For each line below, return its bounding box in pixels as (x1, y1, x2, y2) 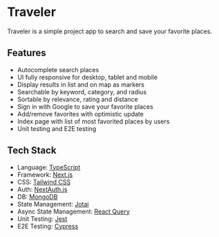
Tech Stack (7, 145, 57, 157)
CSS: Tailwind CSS (17, 177, 71, 186)
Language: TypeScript (17, 163, 81, 171)
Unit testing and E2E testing (17, 124, 97, 132)
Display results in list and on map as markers (17, 80, 145, 89)
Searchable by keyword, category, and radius (17, 87, 147, 96)
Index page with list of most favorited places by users (17, 117, 170, 125)
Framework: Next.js (17, 170, 73, 179)
